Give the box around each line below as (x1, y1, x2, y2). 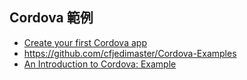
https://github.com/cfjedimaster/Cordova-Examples (23, 47, 237, 59)
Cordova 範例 (9, 9, 94, 27)
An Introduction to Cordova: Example (23, 58, 177, 70)
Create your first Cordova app (23, 36, 147, 48)
